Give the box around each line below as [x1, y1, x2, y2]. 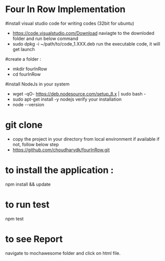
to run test [5, 199, 50, 210]
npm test [5, 215, 24, 222]
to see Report [5, 233, 63, 245]
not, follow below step [12, 141, 59, 147]
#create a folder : [5, 56, 42, 62]
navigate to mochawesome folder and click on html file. [5, 250, 121, 256]
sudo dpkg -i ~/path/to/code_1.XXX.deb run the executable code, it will [12, 40, 160, 47]
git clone [5, 119, 43, 131]
